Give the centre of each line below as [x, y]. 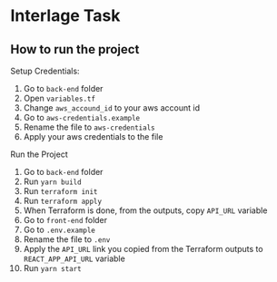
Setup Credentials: [45, 71]
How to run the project [75, 49]
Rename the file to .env [67, 239]
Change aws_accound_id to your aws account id [112, 108]
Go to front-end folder [65, 220]
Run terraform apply [63, 201]
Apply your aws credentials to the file [93, 136]
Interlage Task [65, 16]
